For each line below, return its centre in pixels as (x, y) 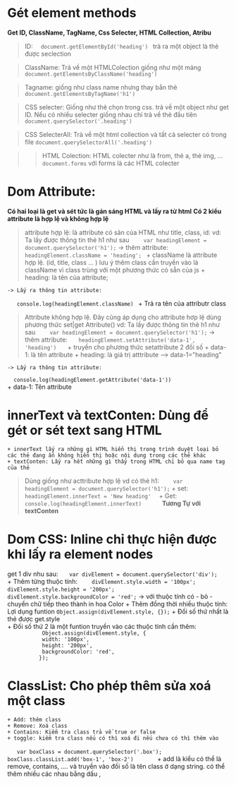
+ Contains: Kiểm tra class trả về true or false (82, 732)
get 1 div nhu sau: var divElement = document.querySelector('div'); (112, 574)
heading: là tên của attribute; (66, 277)
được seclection (48, 54)
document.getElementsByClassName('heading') (91, 74)
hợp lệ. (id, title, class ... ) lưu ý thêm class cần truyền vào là (111, 262)
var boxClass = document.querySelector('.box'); (89, 752)
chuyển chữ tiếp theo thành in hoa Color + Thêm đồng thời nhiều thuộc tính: (117, 604)
